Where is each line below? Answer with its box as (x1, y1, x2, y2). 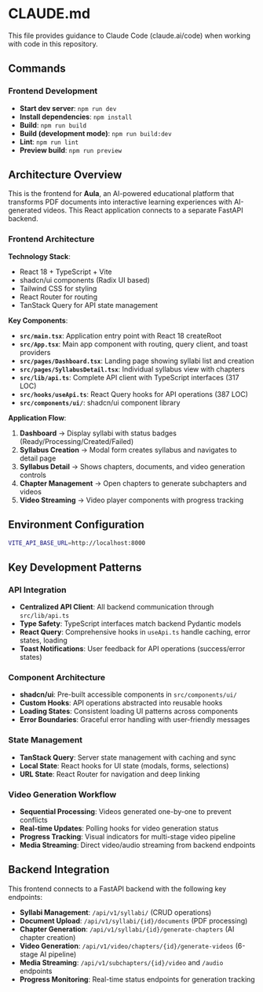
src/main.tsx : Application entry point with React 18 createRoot (19, 331, 222, 340)
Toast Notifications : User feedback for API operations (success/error (19, 644, 246, 653)
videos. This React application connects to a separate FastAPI (42, 205, 243, 215)
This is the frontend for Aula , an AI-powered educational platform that (8, 189, 235, 198)
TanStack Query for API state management (19, 300, 159, 309)
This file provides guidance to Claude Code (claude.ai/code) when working (8, 31, 251, 40)
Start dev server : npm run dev (19, 103, 117, 113)
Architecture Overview (8, 168, 122, 182)
